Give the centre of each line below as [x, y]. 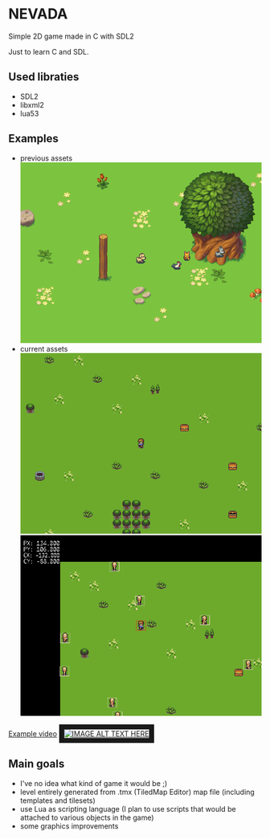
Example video [33, 733]
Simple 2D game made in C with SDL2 [71, 36]
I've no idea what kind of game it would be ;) [94, 783]
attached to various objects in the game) [87, 817]
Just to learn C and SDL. [49, 51]
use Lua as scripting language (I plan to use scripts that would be [128, 808]
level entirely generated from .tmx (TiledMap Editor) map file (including [137, 792]
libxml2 [32, 104]
